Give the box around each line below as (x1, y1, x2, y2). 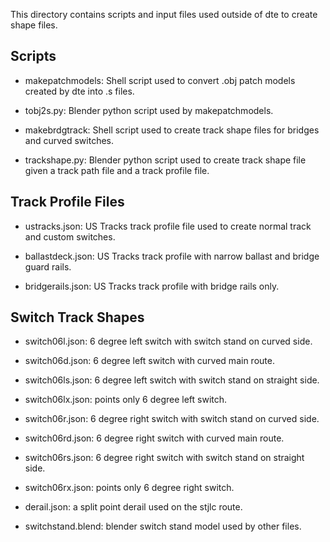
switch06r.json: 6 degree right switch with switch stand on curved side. (24, 413, 320, 425)
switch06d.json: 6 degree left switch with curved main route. (24, 355, 275, 367)
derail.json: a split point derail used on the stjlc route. (24, 501, 243, 513)
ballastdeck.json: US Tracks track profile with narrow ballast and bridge (24, 250, 320, 262)
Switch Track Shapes (10, 309, 145, 326)
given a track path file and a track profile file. (24, 164, 210, 176)
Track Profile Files (10, 194, 125, 211)
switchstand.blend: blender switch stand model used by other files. (24, 520, 302, 533)
